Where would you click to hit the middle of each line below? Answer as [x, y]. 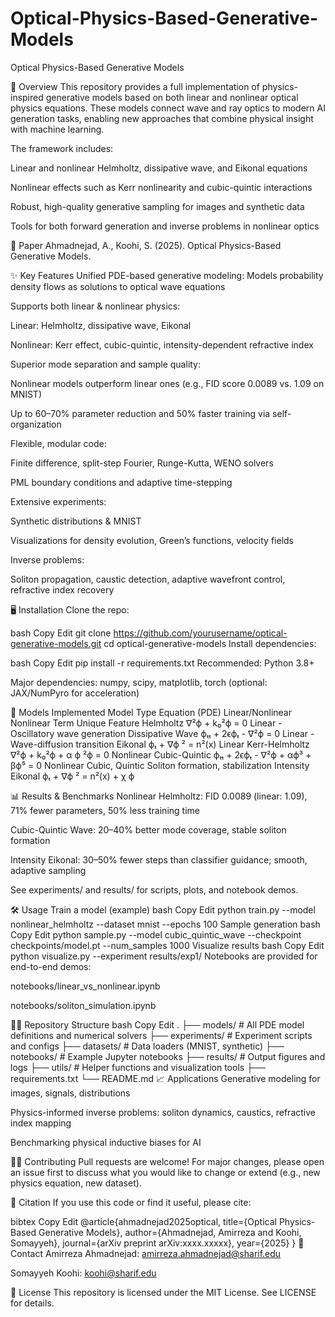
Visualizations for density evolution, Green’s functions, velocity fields [152, 540]
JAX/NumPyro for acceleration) [75, 693]
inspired [27, 97]
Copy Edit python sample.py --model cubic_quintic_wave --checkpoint [156, 934]
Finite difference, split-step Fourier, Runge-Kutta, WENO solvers [142, 463]
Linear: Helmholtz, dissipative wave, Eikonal [101, 325]
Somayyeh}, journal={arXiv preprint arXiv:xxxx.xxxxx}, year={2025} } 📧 [157, 1243]
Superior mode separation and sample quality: [106, 364]
